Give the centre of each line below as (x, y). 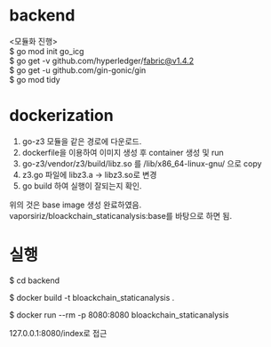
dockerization (61, 116)
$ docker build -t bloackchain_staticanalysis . (92, 297)
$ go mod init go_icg (47, 51)
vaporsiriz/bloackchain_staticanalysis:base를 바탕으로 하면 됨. (121, 215)
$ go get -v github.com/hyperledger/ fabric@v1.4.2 (102, 61)
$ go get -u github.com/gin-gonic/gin (78, 70)
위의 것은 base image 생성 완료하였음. (76, 205)
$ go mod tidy (35, 79)
